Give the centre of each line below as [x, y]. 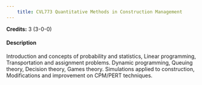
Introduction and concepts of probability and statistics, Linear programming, [101, 56]
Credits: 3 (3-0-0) [29, 29]
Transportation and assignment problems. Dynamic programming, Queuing [99, 62]
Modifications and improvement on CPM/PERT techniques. [80, 75]
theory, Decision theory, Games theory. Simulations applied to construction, [100, 69]
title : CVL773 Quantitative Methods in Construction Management [100, 12]
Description [21, 43]
